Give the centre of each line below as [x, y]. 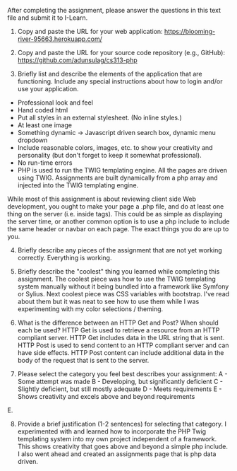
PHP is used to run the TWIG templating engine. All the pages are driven [122, 170]
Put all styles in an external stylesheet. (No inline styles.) [99, 117]
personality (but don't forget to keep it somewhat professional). [110, 155]
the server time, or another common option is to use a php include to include [119, 221]
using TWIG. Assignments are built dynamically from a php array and [117, 178]
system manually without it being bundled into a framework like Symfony [123, 286]
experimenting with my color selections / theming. [90, 309]
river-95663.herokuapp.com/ [60, 39]
